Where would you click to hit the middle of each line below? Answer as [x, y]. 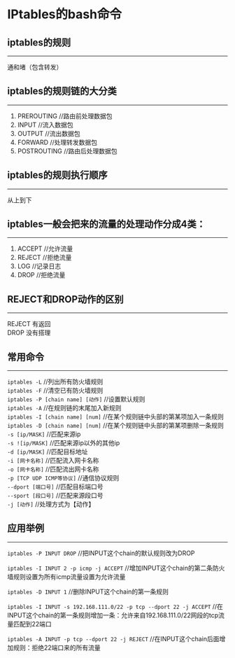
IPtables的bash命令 [65, 14]
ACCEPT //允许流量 [45, 248]
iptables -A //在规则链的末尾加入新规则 [64, 408]
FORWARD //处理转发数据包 [57, 142]
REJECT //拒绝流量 [44, 258]
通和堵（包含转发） [35, 67]
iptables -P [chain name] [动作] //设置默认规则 [76, 399]
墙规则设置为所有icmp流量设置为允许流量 [66, 576]
